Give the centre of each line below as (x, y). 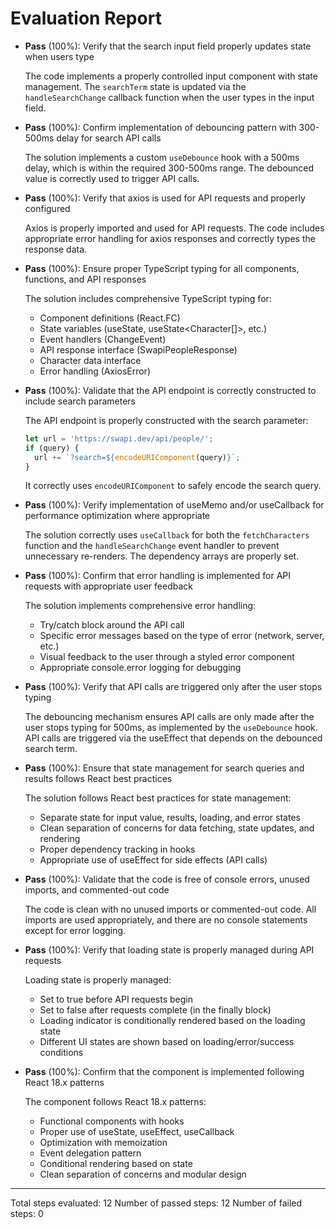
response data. (56, 249)
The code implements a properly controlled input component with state (171, 76)
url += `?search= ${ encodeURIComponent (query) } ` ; (137, 457)
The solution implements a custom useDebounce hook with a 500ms (162, 157)
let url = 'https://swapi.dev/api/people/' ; (119, 438)
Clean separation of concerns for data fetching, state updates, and (177, 828)
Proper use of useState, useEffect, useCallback (137, 1132)
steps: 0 (27, 1214)
